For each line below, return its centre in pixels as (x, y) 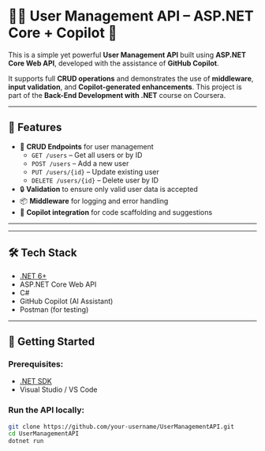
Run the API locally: (47, 410)
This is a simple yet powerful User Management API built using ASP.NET (127, 54)
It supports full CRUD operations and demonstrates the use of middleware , (131, 78)
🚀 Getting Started (52, 342)
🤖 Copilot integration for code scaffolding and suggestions (116, 212)
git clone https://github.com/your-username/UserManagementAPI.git (121, 427)
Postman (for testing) (54, 309)
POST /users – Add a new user (80, 163)
